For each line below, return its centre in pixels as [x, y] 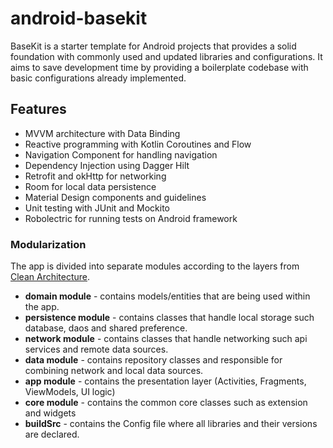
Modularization [48, 244]
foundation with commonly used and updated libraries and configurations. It [166, 56]
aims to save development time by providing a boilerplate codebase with [159, 67]
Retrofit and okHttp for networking [95, 176]
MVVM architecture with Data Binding [102, 133]
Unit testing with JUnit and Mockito [97, 208]
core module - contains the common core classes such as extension [166, 403]
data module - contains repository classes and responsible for [153, 360]
